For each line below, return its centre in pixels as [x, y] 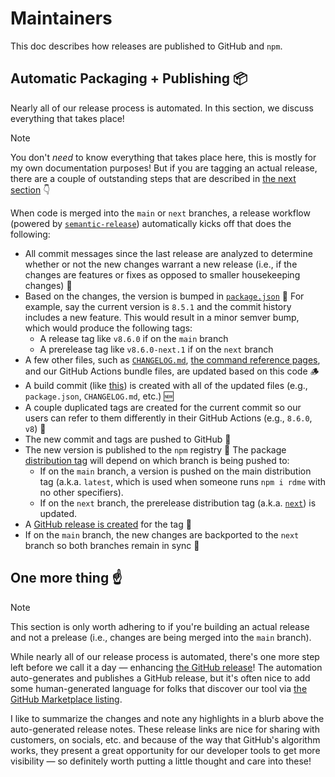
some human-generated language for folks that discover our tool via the [159, 688]
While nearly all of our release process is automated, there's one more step [165, 656]
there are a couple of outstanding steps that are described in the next [153, 178]
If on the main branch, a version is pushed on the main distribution [175, 471]
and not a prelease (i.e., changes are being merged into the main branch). [161, 637]
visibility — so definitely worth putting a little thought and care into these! [161, 761]
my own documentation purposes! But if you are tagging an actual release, [164, 168]
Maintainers [61, 18]
